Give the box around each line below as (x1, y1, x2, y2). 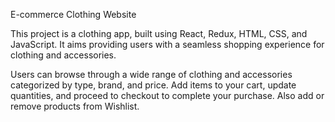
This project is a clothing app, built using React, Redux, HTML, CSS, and (10, 28, 308, 39)
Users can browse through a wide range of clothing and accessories (10, 69, 293, 80)
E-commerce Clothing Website (10, 9, 137, 20)
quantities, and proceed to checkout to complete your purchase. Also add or (10, 90, 325, 101)
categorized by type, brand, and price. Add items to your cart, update (10, 79, 297, 91)
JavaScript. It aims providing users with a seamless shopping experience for (10, 39, 325, 50)
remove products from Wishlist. (10, 100, 140, 112)
